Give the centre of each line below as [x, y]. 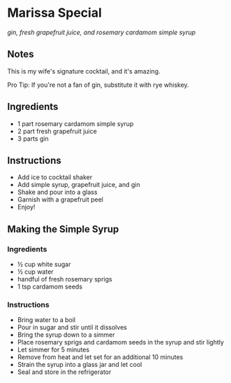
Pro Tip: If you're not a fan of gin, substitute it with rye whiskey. [98, 85]
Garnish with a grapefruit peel [60, 200]
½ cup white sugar [44, 265]
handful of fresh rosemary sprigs [65, 279]
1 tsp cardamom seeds [50, 287]
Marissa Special [55, 13]
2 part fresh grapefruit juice [57, 131]
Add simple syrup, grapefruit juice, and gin [79, 185]
